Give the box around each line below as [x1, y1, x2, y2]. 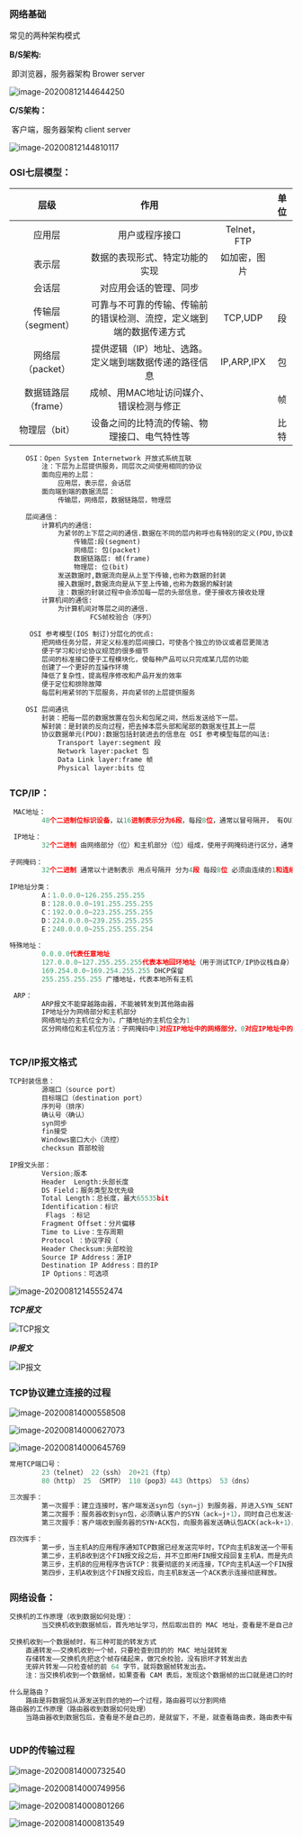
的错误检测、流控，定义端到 [91, 312, 209, 324]
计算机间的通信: [41, 596, 93, 605]
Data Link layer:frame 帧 [57, 755, 154, 765]
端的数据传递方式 [113, 325, 186, 338]
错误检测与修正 [118, 399, 182, 412]
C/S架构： [9, 105, 48, 116]
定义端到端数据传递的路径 [91, 356, 200, 368]
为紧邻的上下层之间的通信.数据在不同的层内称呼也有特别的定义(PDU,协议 [57, 529, 289, 538]
